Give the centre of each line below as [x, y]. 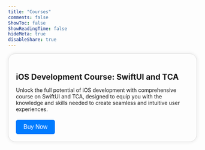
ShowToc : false [27, 23]
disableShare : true [32, 40]
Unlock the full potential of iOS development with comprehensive [96, 90]
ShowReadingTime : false [38, 28]
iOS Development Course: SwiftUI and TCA [97, 77]
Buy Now [36, 127]
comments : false [28, 17]
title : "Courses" [30, 12]
